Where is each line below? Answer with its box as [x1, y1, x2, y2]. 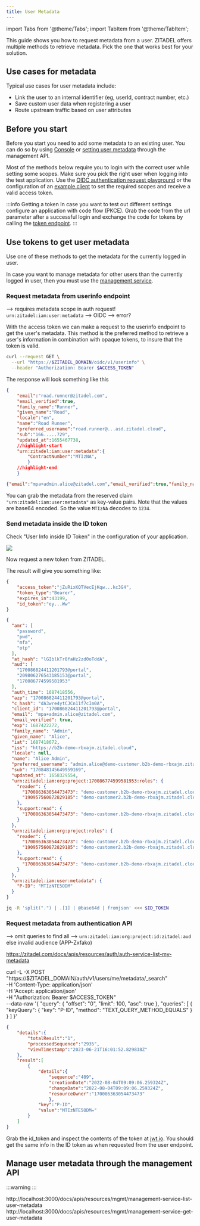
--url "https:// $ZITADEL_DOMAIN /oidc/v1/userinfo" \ [11, 359, 145, 365]
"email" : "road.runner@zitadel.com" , [17, 393, 108, 399]
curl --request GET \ [6, 354, 60, 360]
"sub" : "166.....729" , [17, 432, 70, 437]
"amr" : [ [11, 623, 33, 629]
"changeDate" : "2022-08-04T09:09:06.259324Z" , [48, 1085, 164, 1091]
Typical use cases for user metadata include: [6, 82, 117, 89]
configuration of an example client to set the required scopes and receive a [6, 183, 190, 190]
